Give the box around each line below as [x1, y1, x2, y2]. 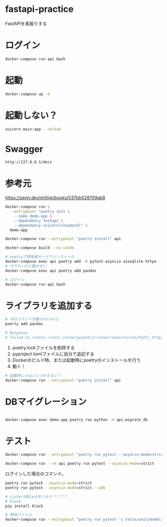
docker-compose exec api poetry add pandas [5, 268, 97, 273]
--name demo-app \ [14, 214, 52, 219]
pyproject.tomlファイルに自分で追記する [12, 351, 94, 357]
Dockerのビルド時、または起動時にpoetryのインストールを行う [12, 357, 141, 363]
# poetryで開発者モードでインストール [5, 254, 75, 259]
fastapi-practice [5, 3, 74, 15]
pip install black [5, 503, 43, 509]
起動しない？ [5, 110, 58, 121]
